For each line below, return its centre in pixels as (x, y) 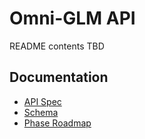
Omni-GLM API (72, 18)
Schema (41, 112)
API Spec (42, 101)
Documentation (59, 77)
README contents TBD (57, 46)
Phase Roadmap (57, 123)
